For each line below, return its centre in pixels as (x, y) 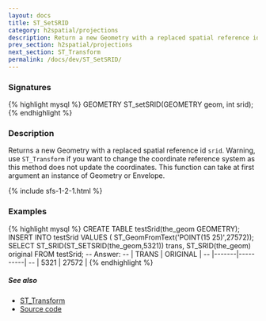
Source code (40, 308)
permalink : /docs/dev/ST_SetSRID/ (65, 60)
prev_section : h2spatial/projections (70, 45)
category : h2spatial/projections (63, 30)
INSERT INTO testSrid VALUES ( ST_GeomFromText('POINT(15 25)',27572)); (131, 237)
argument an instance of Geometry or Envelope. (87, 176)
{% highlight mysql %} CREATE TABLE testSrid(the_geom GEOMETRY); (124, 228)
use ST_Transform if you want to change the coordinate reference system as (132, 159)
